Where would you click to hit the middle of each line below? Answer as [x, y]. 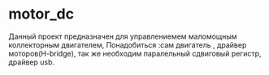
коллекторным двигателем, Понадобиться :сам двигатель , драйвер [128, 44]
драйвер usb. [32, 62]
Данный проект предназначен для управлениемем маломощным [123, 36]
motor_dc [41, 14]
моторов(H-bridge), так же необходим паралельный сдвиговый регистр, [135, 53]
